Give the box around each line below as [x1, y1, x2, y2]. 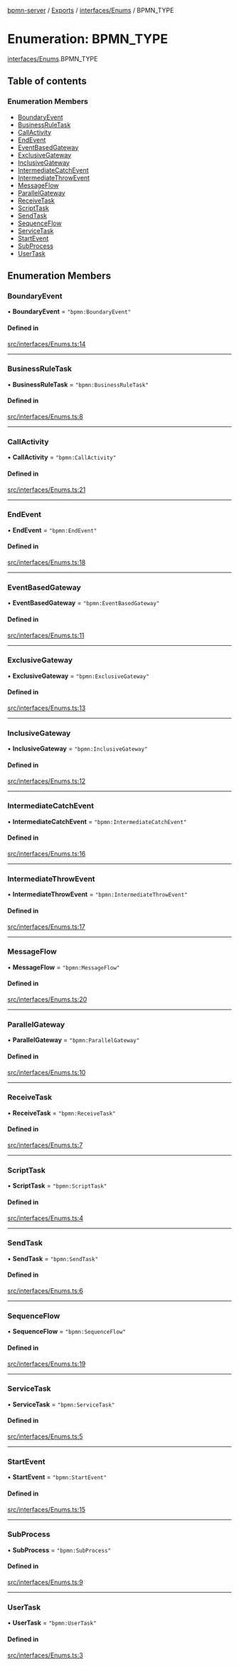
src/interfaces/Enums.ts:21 [7, 485, 86, 494]
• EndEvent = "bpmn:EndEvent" [7, 525, 97, 534]
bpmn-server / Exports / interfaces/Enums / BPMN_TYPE [7, 6, 174, 14]
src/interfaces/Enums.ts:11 [7, 631, 85, 639]
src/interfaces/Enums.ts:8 [7, 413, 83, 421]
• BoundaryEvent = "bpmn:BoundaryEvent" [7, 307, 132, 316]
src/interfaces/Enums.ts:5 [7, 1432, 83, 1441]
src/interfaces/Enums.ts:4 [7, 1213, 84, 1222]
